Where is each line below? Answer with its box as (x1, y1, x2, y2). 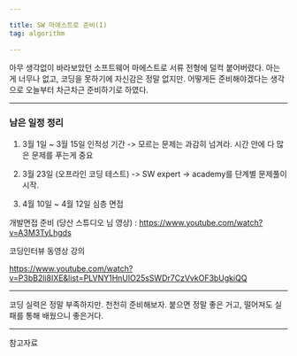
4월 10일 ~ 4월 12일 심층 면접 (21, 198, 124, 209)
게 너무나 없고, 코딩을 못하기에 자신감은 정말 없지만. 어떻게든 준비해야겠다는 (9, 73, 269, 84)
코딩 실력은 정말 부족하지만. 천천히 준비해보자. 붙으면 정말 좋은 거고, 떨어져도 (9, 298, 273, 310)
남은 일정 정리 (9, 117, 65, 129)
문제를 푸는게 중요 (31, 150, 94, 160)
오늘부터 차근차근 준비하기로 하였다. (25, 84, 148, 95)
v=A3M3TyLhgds (9, 227, 72, 237)
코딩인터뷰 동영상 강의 (9, 245, 86, 256)
